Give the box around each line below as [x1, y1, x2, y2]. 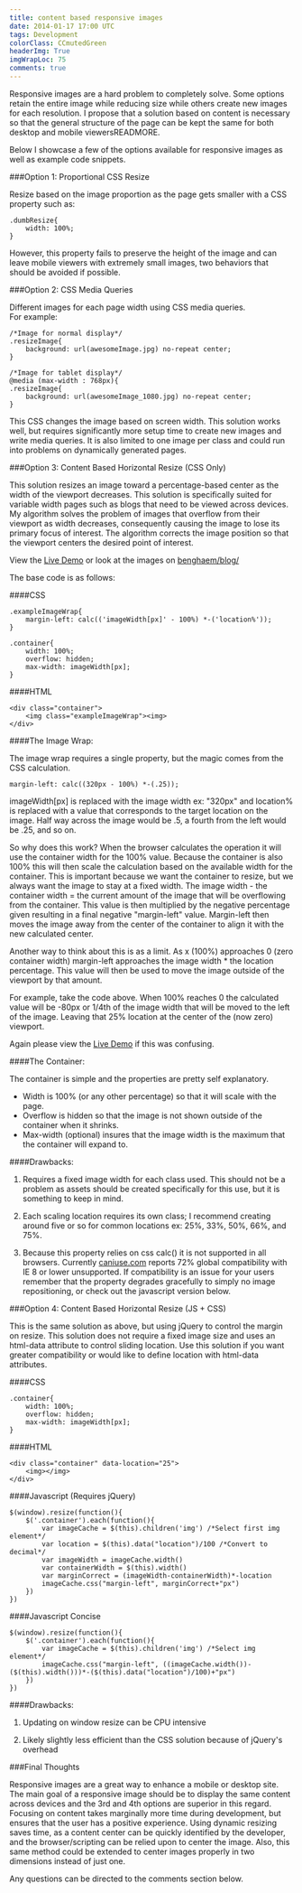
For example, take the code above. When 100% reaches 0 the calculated [9, 992, 279, 1002]
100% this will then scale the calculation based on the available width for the [9, 861, 293, 872]
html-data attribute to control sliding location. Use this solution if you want [9, 1339, 285, 1350]
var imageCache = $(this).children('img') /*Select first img [41, 1524, 280, 1533]
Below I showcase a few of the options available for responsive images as [9, 144, 284, 154]
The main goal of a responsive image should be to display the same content [9, 1788, 291, 1799]
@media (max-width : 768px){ [9, 376, 119, 385]
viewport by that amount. [9, 974, 103, 985]
